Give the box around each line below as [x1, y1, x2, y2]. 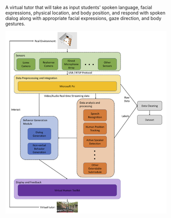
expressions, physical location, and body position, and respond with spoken [5, 10, 165, 16]
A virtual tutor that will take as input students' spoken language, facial [5, 5, 153, 10]
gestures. [5, 21, 26, 27]
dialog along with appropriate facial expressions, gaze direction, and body [5, 15, 162, 21]
